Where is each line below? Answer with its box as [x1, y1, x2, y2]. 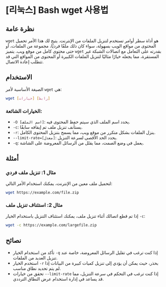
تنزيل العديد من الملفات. [12, 255, 58, 261]
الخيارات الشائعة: [5, 108, 43, 115]
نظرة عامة [5, 24, 35, 33]
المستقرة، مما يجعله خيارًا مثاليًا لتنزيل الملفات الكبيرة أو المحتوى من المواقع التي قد [5, 54, 159, 59]
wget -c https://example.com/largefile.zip [5, 223, 97, 228]
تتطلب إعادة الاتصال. [5, 59, 44, 64]
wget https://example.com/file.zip [5, 190, 79, 195]
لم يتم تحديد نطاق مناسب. [12, 265, 61, 271]
